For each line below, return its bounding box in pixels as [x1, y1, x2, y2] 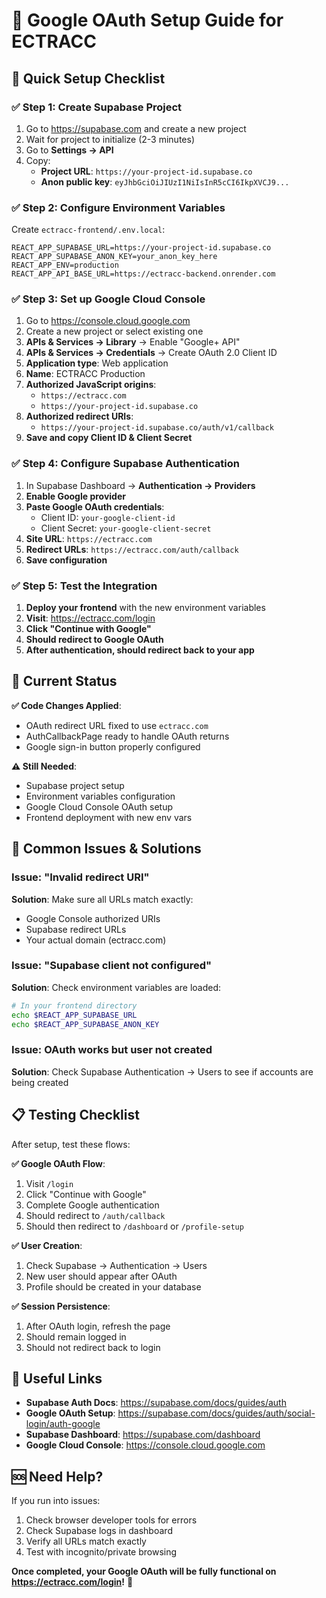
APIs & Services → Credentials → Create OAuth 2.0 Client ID [25, 347, 278, 359]
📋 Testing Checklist [11, 1107, 140, 1124]
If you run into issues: [11, 1495, 101, 1507]
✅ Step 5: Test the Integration [11, 579, 158, 593]
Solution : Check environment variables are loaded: [11, 981, 222, 993]
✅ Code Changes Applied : [11, 699, 122, 711]
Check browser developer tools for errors [25, 1514, 198, 1526]
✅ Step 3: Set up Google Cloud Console [11, 292, 206, 306]
